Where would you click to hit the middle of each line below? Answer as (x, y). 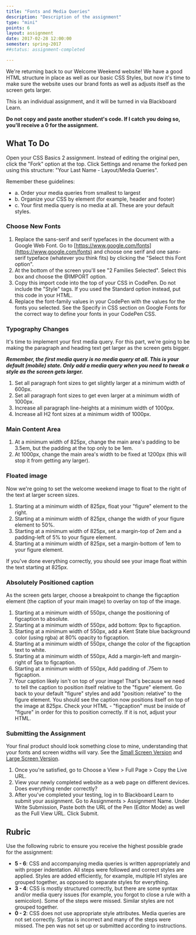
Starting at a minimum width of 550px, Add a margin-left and (87, 656)
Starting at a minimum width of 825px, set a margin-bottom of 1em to (98, 543)
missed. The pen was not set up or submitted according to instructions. (101, 926)
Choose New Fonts (34, 226)
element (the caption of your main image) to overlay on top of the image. (94, 601)
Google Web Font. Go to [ (45, 245)
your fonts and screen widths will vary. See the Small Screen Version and (94, 752)
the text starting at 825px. (37, 567)
